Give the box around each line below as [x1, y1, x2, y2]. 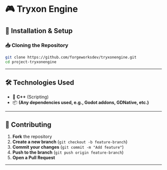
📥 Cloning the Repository [5, 42, 69, 49]
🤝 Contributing [5, 120, 52, 129]
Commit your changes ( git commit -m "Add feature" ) [12, 144, 124, 150]
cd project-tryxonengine [5, 59, 57, 64]
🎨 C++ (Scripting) [12, 94, 49, 100]
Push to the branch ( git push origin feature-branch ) [12, 149, 124, 156]
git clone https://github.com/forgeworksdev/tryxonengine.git [5, 55, 137, 59]
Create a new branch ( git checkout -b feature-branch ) [12, 139, 128, 145]
